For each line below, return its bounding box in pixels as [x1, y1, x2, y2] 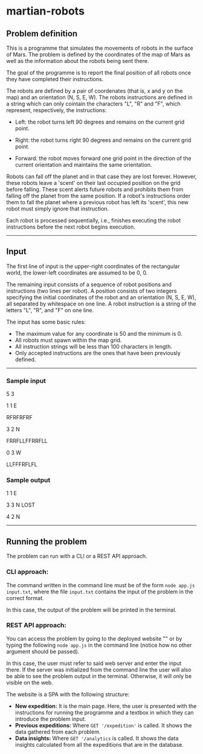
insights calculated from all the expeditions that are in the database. [14, 741, 184, 748]
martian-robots [6, 4, 85, 18]
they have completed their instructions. [6, 76, 104, 82]
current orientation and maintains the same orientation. [14, 161, 152, 168]
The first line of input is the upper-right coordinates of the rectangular [6, 262, 180, 270]
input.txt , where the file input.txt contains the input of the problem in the [6, 588, 193, 595]
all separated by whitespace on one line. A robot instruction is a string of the [6, 300, 196, 307]
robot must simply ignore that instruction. [6, 205, 109, 212]
